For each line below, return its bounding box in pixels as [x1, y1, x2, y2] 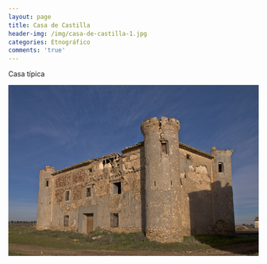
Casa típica [8, 69, 45, 79]
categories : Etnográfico [8, 38, 91, 46]
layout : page [8, 13, 52, 21]
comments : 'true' [8, 46, 66, 55]
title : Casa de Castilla [8, 21, 91, 29]
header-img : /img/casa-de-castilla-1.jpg [8, 29, 148, 37]
